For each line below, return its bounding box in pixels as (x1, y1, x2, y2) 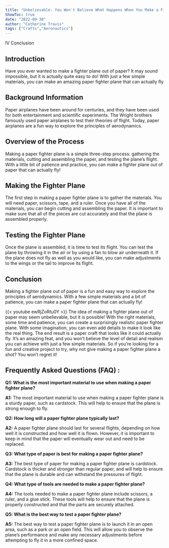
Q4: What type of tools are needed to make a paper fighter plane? (5, 481, 145, 487)
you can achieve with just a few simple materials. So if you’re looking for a (5, 341, 158, 347)
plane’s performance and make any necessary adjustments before (5, 531, 142, 537)
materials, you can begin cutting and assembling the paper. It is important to (5, 205, 163, 212)
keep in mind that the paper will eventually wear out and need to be (5, 436, 145, 442)
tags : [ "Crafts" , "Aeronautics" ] (5, 26, 73, 31)
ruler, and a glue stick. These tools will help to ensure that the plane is (5, 496, 150, 502)
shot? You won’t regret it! (5, 351, 57, 357)
